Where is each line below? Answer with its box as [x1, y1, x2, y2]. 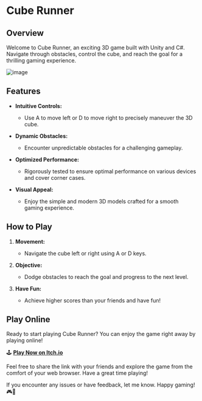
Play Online [6, 314, 50, 325]
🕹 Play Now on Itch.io [6, 349, 63, 356]
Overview [6, 28, 44, 38]
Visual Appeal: [15, 186, 54, 193]
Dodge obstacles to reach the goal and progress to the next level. [24, 273, 189, 280]
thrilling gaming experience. [6, 57, 77, 64]
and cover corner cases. [24, 174, 86, 181]
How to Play [6, 222, 53, 232]
